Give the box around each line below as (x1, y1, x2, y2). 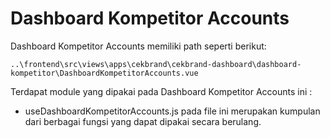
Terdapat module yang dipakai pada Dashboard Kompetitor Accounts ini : (10, 85, 313, 97)
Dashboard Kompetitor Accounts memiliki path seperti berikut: (10, 40, 267, 52)
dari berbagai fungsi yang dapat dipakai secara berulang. (24, 115, 262, 127)
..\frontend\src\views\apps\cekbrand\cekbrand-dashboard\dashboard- (10, 59, 302, 69)
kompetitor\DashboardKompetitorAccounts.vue (10, 68, 199, 78)
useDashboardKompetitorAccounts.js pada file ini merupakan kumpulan (24, 105, 321, 117)
